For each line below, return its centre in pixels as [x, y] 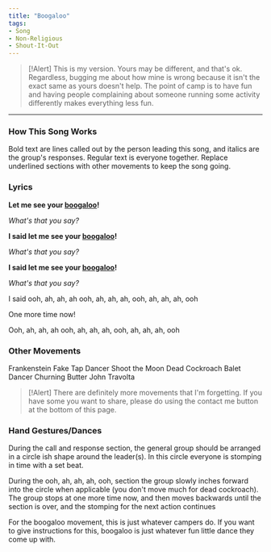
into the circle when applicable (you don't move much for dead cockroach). [133, 490]
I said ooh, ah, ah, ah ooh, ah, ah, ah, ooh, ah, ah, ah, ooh [103, 299]
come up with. [32, 539]
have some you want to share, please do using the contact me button [143, 401]
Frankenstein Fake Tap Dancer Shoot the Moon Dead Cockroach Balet [125, 369]
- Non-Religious [35, 38]
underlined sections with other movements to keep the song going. [120, 166]
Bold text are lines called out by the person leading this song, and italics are [134, 149]
